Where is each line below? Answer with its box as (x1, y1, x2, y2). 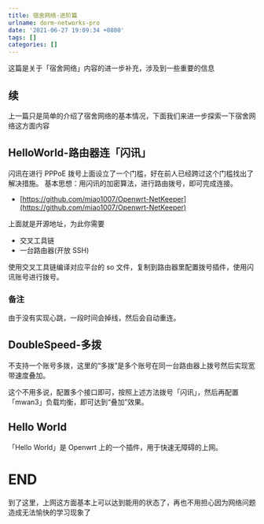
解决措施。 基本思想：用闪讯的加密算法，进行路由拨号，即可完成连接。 (8, 178, 237, 188)
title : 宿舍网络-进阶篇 (8, 11, 78, 20)
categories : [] (8, 41, 58, 49)
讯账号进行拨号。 (8, 272, 64, 281)
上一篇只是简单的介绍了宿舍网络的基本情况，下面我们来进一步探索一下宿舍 (8, 111, 249, 121)
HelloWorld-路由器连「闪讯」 (8, 147, 152, 160)
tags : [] (8, 33, 37, 42)
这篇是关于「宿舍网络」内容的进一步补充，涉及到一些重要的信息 (8, 64, 214, 73)
